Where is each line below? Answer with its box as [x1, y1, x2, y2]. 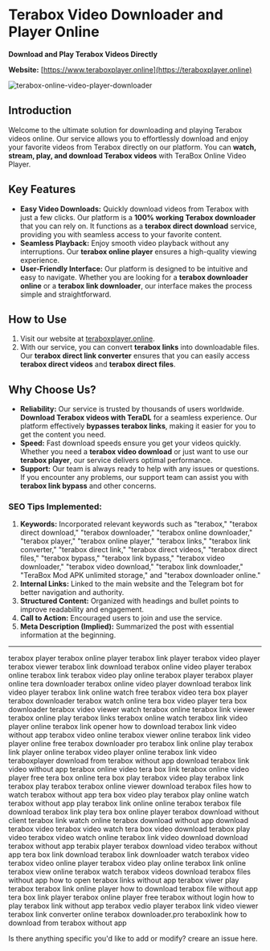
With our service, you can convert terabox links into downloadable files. [19, 342, 260, 352]
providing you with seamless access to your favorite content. [19, 229, 223, 239]
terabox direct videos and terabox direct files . [19, 359, 176, 369]
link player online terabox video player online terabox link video [8, 748, 217, 757]
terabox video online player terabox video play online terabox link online [8, 859, 247, 868]
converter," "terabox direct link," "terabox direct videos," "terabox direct [19, 545, 258, 555]
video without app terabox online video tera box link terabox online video [8, 764, 250, 774]
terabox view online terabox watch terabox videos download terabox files [8, 867, 252, 877]
